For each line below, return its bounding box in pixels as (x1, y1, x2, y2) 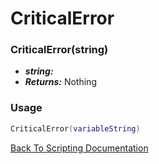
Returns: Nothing (24, 76, 97, 88)
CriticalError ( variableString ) (10, 123, 141, 134)
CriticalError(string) (10, 43, 109, 57)
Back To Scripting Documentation (10, 142, 149, 154)
